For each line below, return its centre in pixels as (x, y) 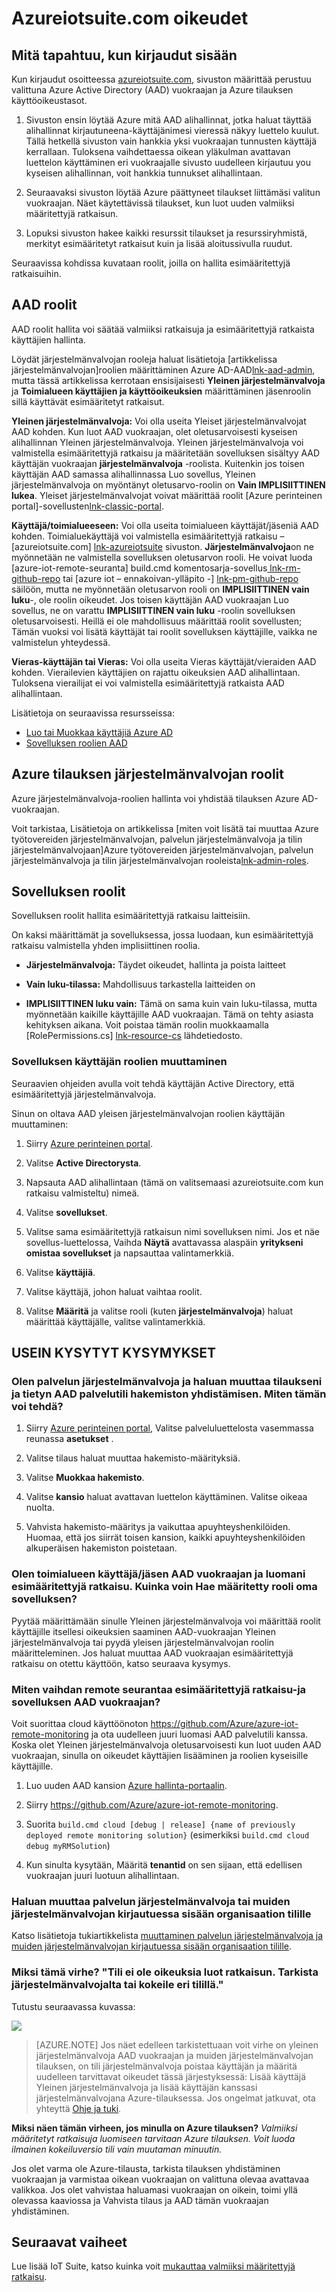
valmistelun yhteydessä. (61, 642)
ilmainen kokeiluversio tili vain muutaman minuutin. (117, 2149)
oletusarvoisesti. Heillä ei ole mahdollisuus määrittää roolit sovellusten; (157, 621)
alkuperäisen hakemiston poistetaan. (101, 1548)
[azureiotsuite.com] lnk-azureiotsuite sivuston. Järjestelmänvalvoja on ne (163, 546)
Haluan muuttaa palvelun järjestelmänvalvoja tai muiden (151, 1901)
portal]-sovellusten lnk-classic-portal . (87, 506)
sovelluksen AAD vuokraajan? (86, 1702)
